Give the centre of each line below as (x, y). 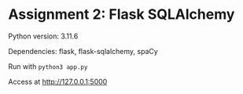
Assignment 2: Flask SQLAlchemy (121, 14)
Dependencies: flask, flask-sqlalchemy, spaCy (83, 51)
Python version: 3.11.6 (43, 36)
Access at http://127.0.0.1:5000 (58, 81)
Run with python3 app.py (48, 66)
